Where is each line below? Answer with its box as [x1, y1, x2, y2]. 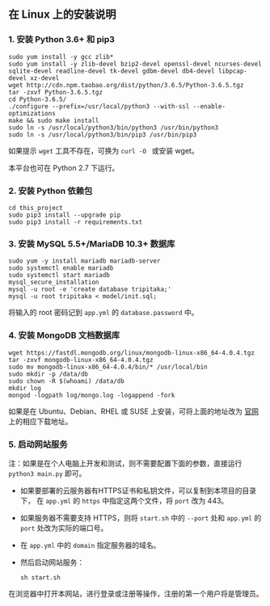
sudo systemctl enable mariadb [8, 264, 114, 272]
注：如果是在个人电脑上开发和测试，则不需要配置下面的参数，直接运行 [8, 458, 243, 468]
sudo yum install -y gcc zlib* [8, 53, 114, 61]
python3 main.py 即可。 [8, 468, 86, 478]
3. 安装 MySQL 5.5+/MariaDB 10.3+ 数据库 [8, 238, 175, 249]
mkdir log [8, 384, 42, 392]
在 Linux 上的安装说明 [8, 7, 116, 22]
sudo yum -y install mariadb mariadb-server [8, 257, 161, 265]
